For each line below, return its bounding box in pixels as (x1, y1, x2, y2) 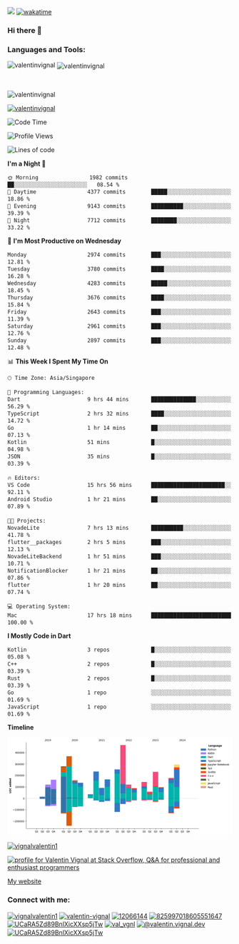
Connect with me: (7, 895, 71, 905)
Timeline (7, 723, 34, 731)
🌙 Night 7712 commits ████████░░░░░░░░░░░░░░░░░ (7, 216, 232, 224)
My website (7, 877, 41, 885)
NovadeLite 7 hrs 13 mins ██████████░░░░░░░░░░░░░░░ (7, 524, 232, 531)
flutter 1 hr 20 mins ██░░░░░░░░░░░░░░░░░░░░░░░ (7, 581, 232, 588)
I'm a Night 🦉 (7, 159, 46, 168)
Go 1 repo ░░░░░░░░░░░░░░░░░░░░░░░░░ (7, 689, 232, 696)
